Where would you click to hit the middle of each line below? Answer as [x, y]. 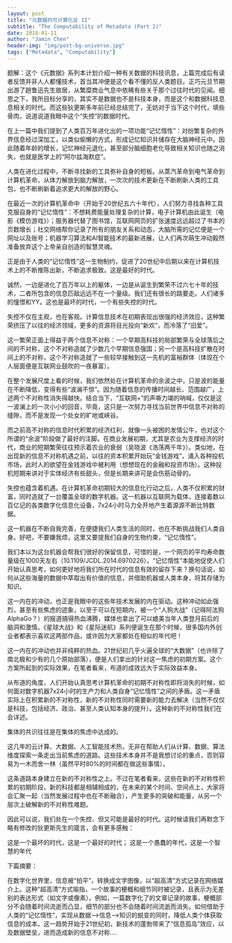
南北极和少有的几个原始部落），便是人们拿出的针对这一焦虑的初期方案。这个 [115, 659]
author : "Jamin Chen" [38, 39]
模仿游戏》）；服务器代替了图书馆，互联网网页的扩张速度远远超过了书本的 [122, 220]
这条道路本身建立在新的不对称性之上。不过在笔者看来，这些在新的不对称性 [113, 778]
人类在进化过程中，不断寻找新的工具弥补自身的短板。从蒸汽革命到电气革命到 [116, 171]
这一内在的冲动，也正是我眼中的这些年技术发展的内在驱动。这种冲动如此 [110, 601]
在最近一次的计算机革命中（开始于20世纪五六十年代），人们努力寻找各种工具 [115, 203]
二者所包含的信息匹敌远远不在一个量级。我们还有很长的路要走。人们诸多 [122, 293]
